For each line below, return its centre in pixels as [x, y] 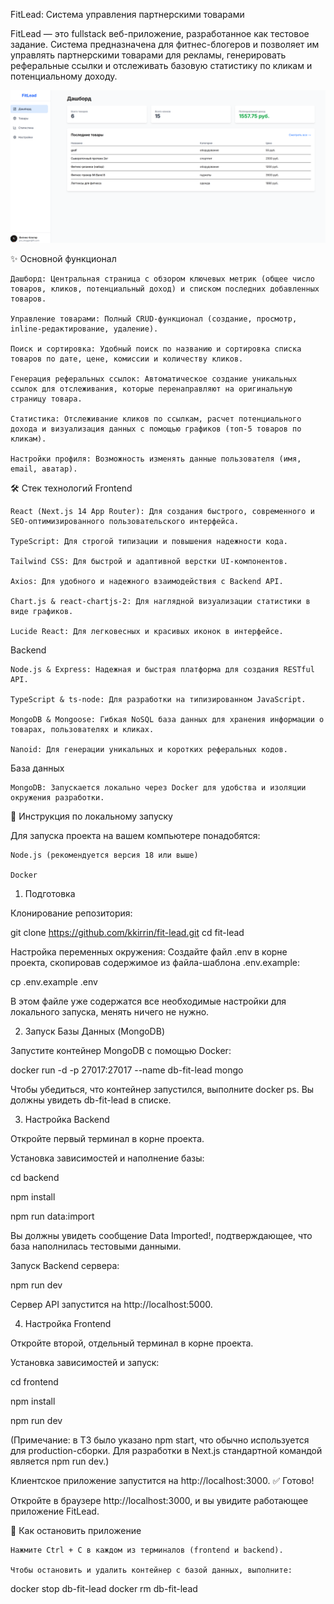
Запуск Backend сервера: [65, 1266]
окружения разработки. [57, 798]
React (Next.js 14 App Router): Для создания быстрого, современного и [162, 512]
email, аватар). [44, 469]
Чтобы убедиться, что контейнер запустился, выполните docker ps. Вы [162, 1090]
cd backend [35, 1178]
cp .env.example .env [54, 982]
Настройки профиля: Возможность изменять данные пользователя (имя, [156, 459]
